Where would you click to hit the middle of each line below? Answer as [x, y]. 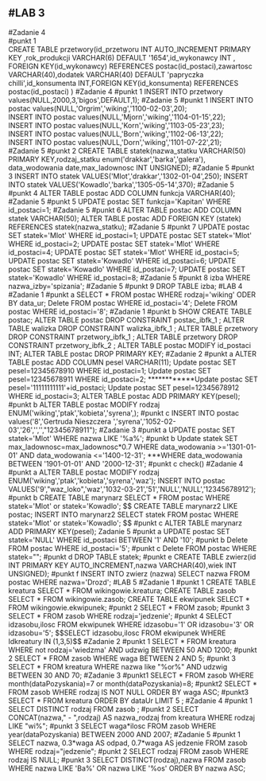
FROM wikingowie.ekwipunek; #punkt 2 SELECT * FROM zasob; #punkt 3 [129, 607]
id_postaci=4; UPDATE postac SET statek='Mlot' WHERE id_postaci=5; [124, 252]
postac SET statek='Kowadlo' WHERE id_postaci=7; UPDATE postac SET [127, 269]
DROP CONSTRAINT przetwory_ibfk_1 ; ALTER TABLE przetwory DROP [123, 337]
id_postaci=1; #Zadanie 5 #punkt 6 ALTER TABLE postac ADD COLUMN [125, 209]
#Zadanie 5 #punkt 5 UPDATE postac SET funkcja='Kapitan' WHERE [120, 201]
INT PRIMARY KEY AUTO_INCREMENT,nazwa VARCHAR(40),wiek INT [123, 565]
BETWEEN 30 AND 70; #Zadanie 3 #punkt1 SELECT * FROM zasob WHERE [131, 675]
